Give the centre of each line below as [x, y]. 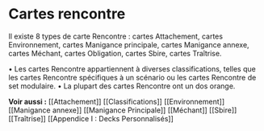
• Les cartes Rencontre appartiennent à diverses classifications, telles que [132, 68]
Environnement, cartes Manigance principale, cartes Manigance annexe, [129, 44]
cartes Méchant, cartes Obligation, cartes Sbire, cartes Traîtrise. [115, 53]
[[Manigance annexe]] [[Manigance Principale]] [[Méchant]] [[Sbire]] [123, 110]
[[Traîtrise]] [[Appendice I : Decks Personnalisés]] [91, 118]
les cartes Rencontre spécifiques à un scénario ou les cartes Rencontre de [132, 77]
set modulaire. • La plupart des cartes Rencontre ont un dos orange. [122, 86]
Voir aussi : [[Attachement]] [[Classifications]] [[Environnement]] [116, 101]
